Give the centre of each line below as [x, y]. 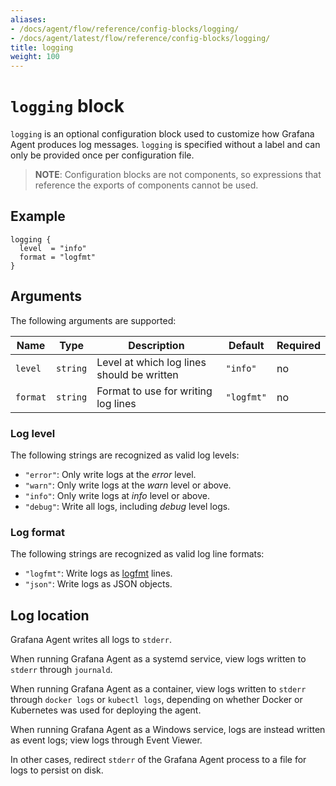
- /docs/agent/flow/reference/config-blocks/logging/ [125, 29]
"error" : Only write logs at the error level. [110, 474]
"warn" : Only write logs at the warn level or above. [128, 485]
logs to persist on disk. [57, 770]
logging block [67, 106]
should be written [137, 374]
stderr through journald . [61, 670]
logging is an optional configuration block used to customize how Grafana [162, 134]
